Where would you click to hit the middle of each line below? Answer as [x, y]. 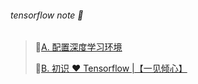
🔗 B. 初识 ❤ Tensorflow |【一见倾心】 [111, 68]
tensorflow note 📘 [47, 15]
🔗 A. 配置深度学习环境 [78, 47]
